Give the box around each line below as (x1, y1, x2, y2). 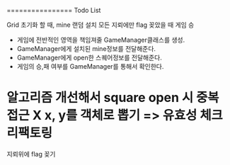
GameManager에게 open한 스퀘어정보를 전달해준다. (16, 53, 162, 62)
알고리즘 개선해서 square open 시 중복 (6, 90, 219, 106)
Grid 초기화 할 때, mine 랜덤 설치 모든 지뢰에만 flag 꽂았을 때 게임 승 (6, 21, 195, 29)
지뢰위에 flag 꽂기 (6, 149, 56, 158)
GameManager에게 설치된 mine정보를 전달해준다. (16, 45, 156, 52)
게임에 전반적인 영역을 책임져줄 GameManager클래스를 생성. (16, 35, 185, 44)
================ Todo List (6, 6, 101, 14)
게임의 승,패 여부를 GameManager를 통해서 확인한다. (16, 62, 164, 70)
